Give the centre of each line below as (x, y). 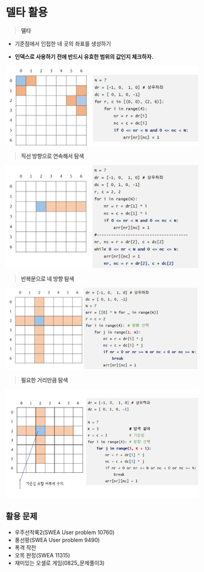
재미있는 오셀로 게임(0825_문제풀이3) (60, 563)
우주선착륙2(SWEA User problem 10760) (64, 532)
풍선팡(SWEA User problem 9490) (57, 540)
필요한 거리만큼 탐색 (44, 381)
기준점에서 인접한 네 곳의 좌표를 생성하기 (63, 43)
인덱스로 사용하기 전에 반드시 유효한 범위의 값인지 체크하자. (84, 56)
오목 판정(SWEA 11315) (42, 555)
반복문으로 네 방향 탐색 (47, 279)
